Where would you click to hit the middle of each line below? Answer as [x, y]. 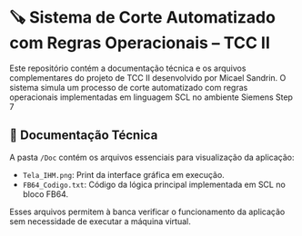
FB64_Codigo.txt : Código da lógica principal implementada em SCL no [154, 184]
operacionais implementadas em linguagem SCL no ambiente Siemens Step [151, 97]
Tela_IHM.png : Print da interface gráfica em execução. [123, 174]
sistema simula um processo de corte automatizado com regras [129, 87]
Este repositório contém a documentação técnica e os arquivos [128, 68]
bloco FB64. [45, 194]
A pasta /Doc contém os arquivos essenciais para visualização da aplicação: [152, 157]
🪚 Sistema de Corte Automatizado [142, 18]
